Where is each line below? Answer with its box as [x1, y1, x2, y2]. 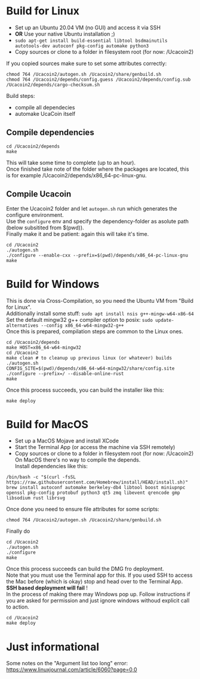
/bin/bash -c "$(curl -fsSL [6, 474, 76, 480]
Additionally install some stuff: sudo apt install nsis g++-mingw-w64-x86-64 [6, 309, 194, 317]
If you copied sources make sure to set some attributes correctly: [6, 60, 167, 67]
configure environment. [6, 211, 64, 219]
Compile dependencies [6, 127, 94, 138]
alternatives [6, 322, 39, 328]
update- [155, 317, 174, 323]
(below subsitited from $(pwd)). [6, 224, 85, 231]
